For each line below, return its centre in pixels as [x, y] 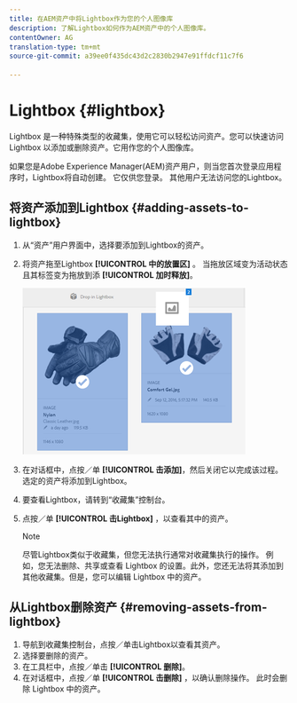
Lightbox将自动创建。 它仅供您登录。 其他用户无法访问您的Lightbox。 [159, 177]
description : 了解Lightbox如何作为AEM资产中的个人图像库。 [110, 28]
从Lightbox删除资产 [63, 608]
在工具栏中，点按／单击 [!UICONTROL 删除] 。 [106, 667]
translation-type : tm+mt [55, 47]
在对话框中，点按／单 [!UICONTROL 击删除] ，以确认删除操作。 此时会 [151, 677]
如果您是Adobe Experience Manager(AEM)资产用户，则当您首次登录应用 [142, 166]
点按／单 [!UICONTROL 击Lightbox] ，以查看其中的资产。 [127, 518]
